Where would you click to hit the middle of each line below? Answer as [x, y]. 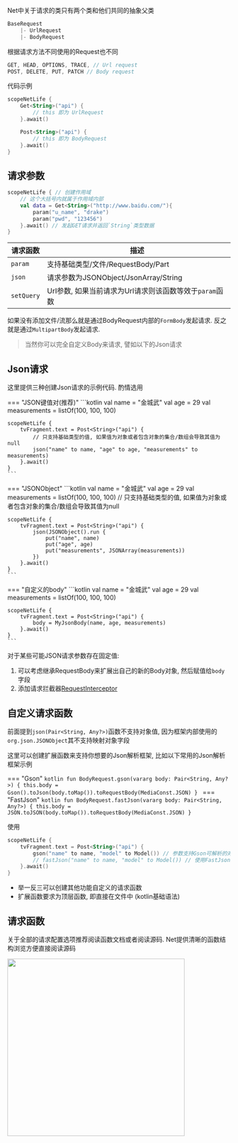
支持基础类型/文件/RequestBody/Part [108, 265]
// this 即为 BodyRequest [70, 138]
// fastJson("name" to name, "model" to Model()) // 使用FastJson [132, 860]
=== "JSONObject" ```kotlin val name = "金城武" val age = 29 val [101, 489]
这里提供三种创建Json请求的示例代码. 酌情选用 [75, 387]
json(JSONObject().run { [69, 532]
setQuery [25, 296]
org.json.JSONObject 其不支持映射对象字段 [69, 740]
